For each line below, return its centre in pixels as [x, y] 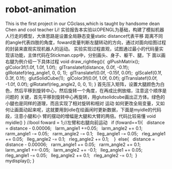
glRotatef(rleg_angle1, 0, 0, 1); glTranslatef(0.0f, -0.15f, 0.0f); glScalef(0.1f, [84, 73]
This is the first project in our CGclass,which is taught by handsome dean [83, 23]
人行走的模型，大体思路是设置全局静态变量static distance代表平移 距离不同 [84, 36]
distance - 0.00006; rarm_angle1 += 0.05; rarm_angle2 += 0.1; [73, 144]
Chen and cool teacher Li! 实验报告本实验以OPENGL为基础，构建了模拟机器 [85, 30]
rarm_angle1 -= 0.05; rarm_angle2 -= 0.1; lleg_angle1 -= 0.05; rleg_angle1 [85, 133]
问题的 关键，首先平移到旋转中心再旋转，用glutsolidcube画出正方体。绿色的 [85, 97]
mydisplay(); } [20, 161]
